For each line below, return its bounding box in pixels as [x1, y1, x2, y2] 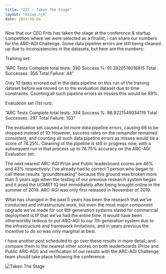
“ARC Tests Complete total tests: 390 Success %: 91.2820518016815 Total [5, 65, 156, 71]
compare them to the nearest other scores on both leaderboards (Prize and [5, 243, 159, 249]
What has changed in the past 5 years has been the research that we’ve [5, 197, 152, 203]
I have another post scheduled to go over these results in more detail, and [5, 238, 156, 244]
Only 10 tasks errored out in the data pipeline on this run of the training [5, 80, 150, 86]
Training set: [5, 56, 31, 62]
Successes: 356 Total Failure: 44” [5, 70, 74, 76]
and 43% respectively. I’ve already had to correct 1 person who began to [5, 166, 154, 172]
